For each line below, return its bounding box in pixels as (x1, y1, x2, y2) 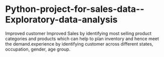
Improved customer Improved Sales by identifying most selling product (5, 30, 152, 36)
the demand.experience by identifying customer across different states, (5, 41, 153, 47)
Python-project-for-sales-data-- (5, 3, 144, 15)
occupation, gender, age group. (5, 46, 71, 52)
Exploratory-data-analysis (5, 14, 118, 25)
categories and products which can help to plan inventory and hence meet (5, 36, 159, 42)
